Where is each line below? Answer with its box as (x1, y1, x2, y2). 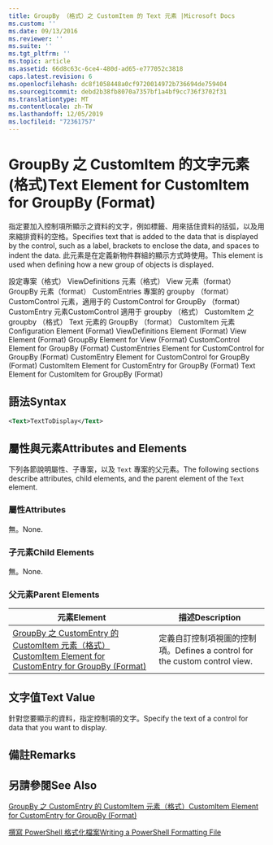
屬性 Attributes (8, 504, 67, 516)
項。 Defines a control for (158, 645, 253, 656)
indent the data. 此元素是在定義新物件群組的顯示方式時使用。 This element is (8, 250, 263, 260)
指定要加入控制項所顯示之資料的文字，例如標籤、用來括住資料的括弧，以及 (8, 221, 258, 231)
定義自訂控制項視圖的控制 (158, 633, 257, 644)
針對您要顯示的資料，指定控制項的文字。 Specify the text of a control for (8, 713, 249, 724)
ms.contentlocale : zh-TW (8, 102, 93, 111)
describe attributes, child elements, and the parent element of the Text (8, 473, 245, 484)
